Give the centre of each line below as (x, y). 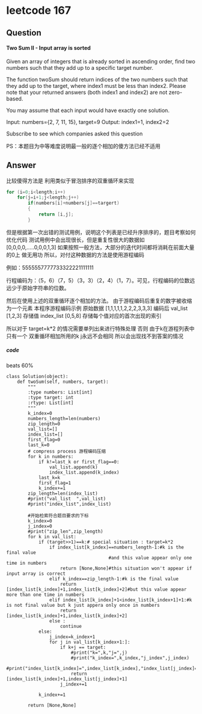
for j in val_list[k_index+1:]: (90, 642)
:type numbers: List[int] (60, 392)
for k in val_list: (52, 536)
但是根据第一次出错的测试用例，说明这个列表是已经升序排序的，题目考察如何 (101, 232)
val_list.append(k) (73, 467)
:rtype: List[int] (51, 403)
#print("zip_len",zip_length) (66, 531)
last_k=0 (39, 445)
